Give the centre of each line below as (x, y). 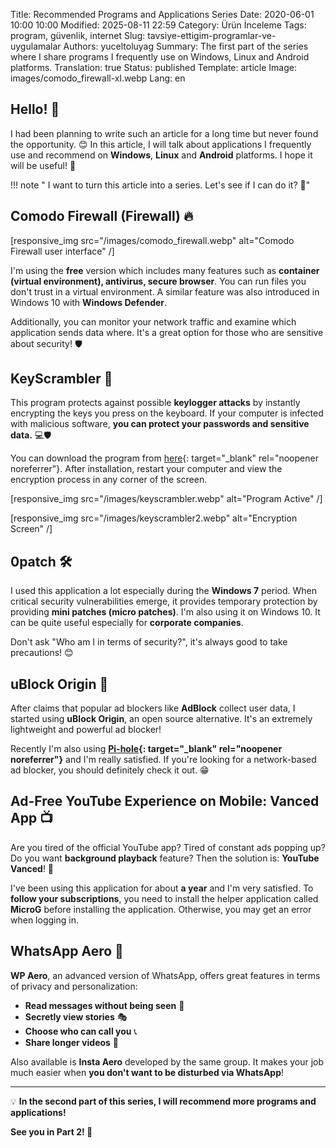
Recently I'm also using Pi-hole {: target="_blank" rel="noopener (146, 749)
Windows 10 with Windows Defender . (89, 302)
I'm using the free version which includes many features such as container (165, 270)
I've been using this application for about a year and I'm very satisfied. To (162, 888)
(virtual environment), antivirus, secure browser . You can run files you (158, 281)
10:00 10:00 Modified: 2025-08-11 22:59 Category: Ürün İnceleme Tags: (158, 25)
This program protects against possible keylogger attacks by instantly (155, 403)
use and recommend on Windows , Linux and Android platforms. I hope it (161, 155)
